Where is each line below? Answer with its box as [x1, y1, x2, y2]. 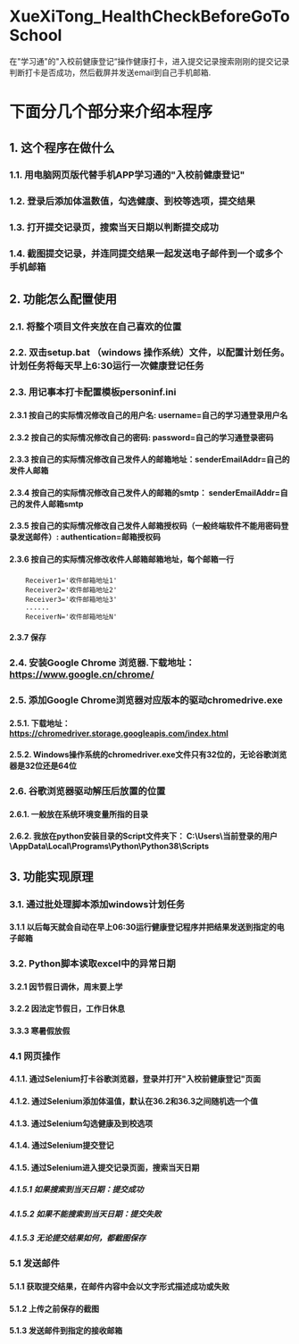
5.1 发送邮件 [9, 1257, 61, 1270]
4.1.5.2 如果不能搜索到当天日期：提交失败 [9, 1208, 162, 1219]
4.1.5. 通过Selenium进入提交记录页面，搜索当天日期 [9, 1162, 200, 1173]
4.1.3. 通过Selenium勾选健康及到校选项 [9, 1118, 154, 1129]
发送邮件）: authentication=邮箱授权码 [16, 531, 161, 542]
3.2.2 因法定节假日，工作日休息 [9, 1003, 126, 1014]
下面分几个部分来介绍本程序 [9, 102, 213, 122]
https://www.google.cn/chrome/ [9, 668, 154, 680]
